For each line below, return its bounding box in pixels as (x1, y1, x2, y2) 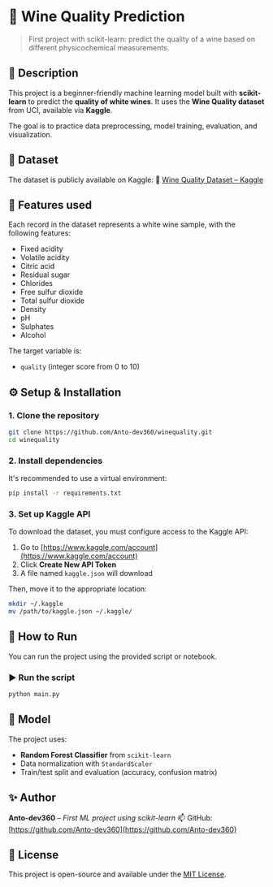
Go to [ (19, 543, 44, 552)
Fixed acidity (19, 244, 63, 254)
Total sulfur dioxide (19, 296, 85, 305)
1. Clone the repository (8, 409, 100, 421)
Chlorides (19, 279, 54, 288)
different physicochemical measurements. (28, 42, 170, 52)
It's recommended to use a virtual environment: (8, 474, 167, 483)
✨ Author (8, 791, 57, 805)
